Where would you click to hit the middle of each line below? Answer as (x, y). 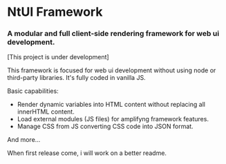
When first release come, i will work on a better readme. (87, 153)
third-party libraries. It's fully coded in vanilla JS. (77, 78)
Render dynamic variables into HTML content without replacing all (111, 105)
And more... (24, 140)
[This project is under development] (58, 57)
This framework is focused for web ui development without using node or (112, 70)
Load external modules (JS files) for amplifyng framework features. (113, 119)
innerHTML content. (46, 112)
